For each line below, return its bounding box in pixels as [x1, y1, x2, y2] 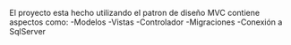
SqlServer [9, 26, 47, 36]
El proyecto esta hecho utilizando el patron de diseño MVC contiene [9, 8, 261, 18]
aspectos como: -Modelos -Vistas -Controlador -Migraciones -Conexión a [9, 17, 283, 27]
